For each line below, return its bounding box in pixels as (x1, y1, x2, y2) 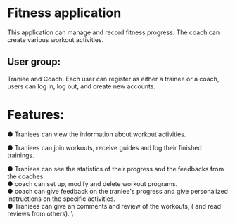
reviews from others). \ (7, 209, 74, 218)
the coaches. (7, 172, 46, 180)
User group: (7, 56, 61, 68)
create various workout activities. (7, 35, 104, 44)
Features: (7, 107, 65, 122)
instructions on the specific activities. (7, 195, 116, 203)
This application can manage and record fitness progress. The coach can (7, 28, 220, 37)
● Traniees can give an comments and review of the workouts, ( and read (7, 202, 222, 210)
